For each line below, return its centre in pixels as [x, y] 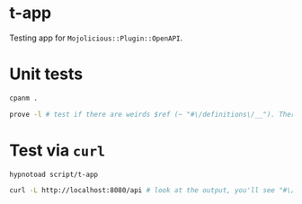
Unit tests [46, 74]
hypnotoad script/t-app [54, 174]
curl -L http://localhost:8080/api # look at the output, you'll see [142, 191]
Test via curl [58, 150]
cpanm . [24, 98]
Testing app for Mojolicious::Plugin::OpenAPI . [96, 38]
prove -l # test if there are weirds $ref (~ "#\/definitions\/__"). [142, 114]
